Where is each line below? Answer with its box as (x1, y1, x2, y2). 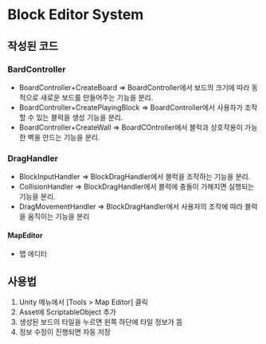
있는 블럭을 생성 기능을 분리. (36, 112, 123, 122)
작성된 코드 (7, 39, 59, 53)
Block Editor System (7, 6, 144, 24)
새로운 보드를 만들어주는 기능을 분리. (40, 92, 154, 102)
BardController (7, 64, 66, 75)
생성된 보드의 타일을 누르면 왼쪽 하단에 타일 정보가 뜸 (18, 317, 183, 327)
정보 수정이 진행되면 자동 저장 (18, 327, 111, 337)
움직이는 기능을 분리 (27, 212, 90, 221)
